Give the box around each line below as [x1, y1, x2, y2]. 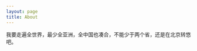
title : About [6, 14, 38, 20]
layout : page [6, 8, 38, 15]
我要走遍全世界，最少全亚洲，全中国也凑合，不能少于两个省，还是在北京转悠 [6, 30, 191, 38]
